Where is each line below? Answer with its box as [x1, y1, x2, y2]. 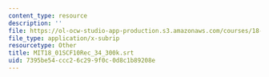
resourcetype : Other [8, 42, 78, 50]
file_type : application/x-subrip [8, 34, 120, 43]
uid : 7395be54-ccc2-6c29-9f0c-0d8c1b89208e [8, 57, 156, 65]
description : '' [8, 19, 62, 27]
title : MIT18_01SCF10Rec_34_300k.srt [8, 49, 134, 57]
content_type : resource [8, 11, 88, 20]
